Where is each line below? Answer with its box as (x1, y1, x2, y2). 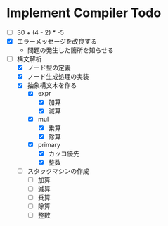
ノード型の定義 (27, 63, 71, 72)
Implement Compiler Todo (6, 5, 162, 21)
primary (37, 140, 61, 149)
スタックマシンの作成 (27, 167, 89, 175)
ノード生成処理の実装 (27, 73, 89, 81)
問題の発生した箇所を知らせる (27, 46, 114, 54)
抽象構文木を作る (27, 81, 77, 89)
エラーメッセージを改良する (16, 37, 97, 45)
